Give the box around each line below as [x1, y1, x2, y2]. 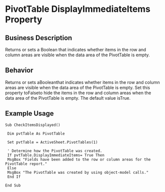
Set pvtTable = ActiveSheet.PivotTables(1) [7, 140, 98, 145]
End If [7, 174, 21, 179]
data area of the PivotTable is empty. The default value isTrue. [5, 95, 131, 101]
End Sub [5, 183, 21, 188]
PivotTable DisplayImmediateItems [5, 3, 151, 15]
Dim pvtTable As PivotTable [7, 131, 65, 136]
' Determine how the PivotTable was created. [7, 148, 102, 154]
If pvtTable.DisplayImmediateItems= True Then [7, 153, 105, 157]
